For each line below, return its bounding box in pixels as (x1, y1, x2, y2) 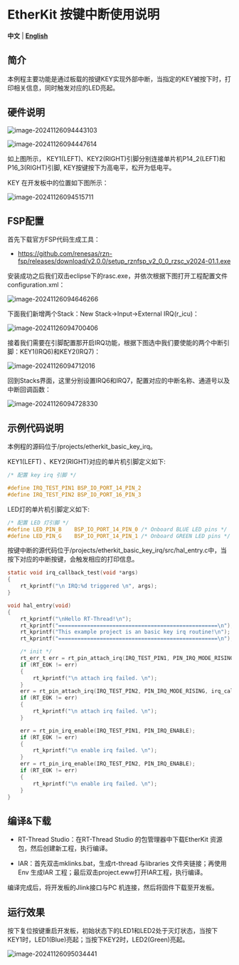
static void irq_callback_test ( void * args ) (7, 569, 139, 577)
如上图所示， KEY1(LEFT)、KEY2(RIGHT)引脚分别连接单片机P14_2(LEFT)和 (7, 154, 225, 162)
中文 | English (7, 31, 48, 40)
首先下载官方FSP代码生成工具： (7, 235, 101, 244)
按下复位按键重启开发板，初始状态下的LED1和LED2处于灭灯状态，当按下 (7, 927, 218, 935)
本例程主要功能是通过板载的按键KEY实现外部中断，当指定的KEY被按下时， (7, 74, 225, 83)
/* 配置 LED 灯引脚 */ (7, 519, 70, 526)
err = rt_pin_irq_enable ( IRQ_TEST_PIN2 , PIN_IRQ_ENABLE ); (20, 760, 196, 768)
